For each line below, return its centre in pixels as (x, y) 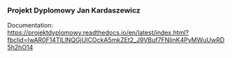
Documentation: (30, 26)
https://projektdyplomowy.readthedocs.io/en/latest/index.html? (98, 32)
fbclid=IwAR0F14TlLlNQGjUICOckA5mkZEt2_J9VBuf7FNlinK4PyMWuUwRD (116, 40)
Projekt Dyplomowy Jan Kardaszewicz (74, 10)
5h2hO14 (20, 48)
